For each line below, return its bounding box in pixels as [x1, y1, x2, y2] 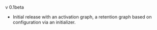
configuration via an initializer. [12, 19, 76, 25]
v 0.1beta [5, 4, 24, 10]
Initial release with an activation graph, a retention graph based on [12, 14, 152, 19]
